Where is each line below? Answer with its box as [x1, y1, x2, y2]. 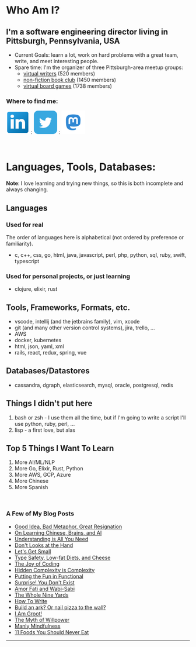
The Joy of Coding [14, 560, 60, 567]
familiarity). [6, 240, 33, 247]
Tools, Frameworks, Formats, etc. [6, 302, 130, 312]
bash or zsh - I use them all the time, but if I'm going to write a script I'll [14, 414, 186, 421]
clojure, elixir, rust [14, 285, 58, 292]
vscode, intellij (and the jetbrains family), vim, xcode [14, 318, 140, 325]
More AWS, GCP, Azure [14, 472, 71, 479]
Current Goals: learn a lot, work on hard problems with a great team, [14, 51, 179, 58]
